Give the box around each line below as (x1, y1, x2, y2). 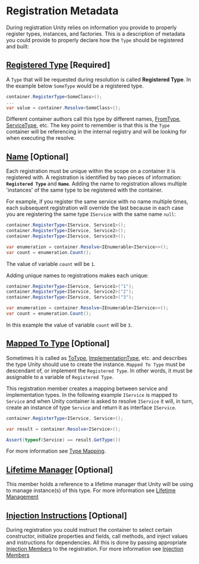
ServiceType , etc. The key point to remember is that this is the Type (6, 122, 170, 129)
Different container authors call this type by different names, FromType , (6, 115, 181, 123)
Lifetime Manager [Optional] (6, 465, 113, 475)
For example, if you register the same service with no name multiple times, (6, 198, 188, 205)
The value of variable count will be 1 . (6, 260, 96, 267)
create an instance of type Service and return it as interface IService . (6, 403, 177, 411)
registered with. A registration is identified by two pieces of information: (6, 174, 182, 181)
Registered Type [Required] (6, 60, 110, 70)
